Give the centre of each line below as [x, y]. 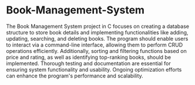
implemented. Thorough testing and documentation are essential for [89, 63]
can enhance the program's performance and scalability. [75, 76]
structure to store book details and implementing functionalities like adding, [97, 32]
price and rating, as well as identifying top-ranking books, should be [89, 57]
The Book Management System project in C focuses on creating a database [98, 26]
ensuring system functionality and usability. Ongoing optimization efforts [94, 69]
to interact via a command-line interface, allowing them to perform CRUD [95, 45]
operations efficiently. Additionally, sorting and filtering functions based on [96, 51]
